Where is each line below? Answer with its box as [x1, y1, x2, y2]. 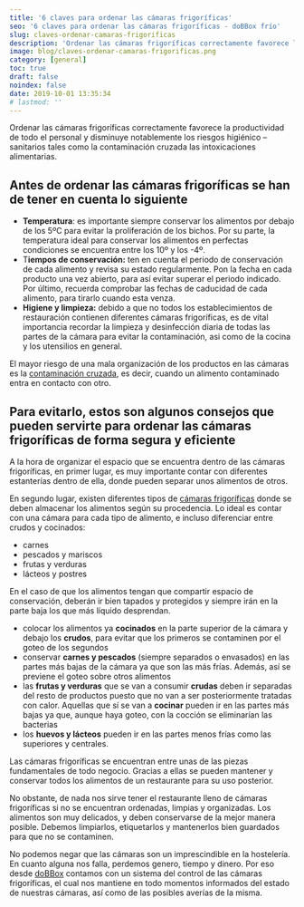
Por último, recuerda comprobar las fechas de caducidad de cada [22, 283, 269, 294]
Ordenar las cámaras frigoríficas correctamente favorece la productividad [9, 122, 285, 133]
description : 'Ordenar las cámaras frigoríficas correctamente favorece [9, 38, 290, 48]
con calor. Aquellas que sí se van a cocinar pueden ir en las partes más [22, 700, 290, 710]
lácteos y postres [22, 568, 88, 579]
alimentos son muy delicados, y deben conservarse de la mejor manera [9, 812, 276, 823]
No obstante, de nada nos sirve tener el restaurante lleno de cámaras [9, 793, 268, 803]
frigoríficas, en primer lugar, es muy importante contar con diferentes [9, 466, 269, 477]
